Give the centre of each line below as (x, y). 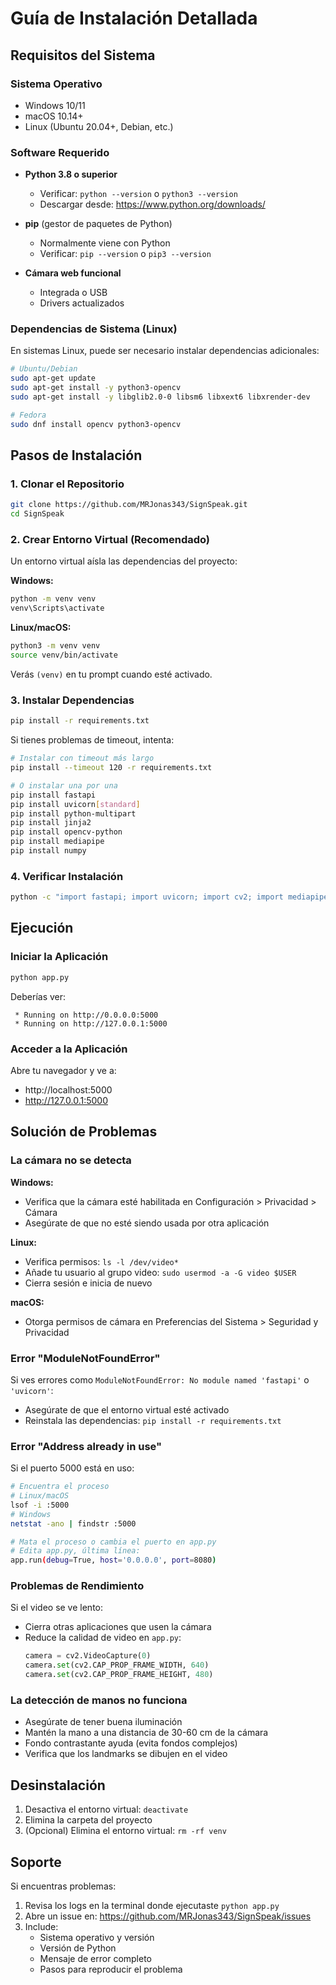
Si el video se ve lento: (57, 1608)
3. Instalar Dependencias (72, 700)
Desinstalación (58, 1785)
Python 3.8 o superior (71, 174)
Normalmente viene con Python (105, 243)
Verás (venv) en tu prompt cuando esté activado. (111, 674)
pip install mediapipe (57, 842)
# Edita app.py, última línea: (75, 1551)
